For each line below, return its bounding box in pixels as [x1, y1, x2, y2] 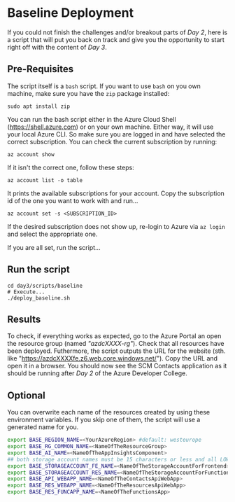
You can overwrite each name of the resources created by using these [7, 408, 211, 417]
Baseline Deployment [7, 5, 134, 21]
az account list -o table [7, 176, 83, 183]
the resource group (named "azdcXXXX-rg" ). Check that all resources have [7, 340, 225, 348]
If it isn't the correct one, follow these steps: [7, 163, 134, 172]
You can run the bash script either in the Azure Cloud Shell [7, 115, 176, 123]
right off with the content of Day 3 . [7, 43, 107, 51]
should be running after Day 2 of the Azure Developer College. [7, 369, 187, 377]
